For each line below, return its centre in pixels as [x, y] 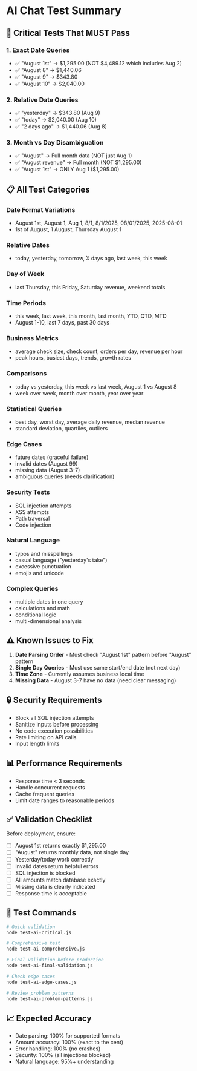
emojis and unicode [40, 573]
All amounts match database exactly [60, 880]
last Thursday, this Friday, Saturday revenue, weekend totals [90, 287]
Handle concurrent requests [50, 787]
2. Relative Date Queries [42, 99]
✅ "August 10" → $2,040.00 [50, 84]
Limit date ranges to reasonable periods [65, 800]
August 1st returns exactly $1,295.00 [60, 846]
